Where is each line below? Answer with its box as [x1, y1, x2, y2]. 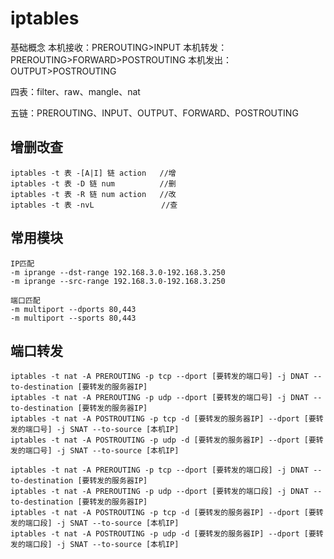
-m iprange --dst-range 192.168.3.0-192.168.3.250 [10, 267, 226, 277]
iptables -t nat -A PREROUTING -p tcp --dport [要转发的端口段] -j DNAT [10, 465, 309, 476]
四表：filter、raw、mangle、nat [10, 85, 141, 97]
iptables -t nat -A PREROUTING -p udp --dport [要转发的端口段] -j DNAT [10, 487, 309, 497]
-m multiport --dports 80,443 [10, 304, 137, 314]
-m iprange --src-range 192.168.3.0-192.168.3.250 [10, 276, 226, 286]
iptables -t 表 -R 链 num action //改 [10, 189, 177, 199]
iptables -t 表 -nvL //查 [10, 200, 178, 210]
